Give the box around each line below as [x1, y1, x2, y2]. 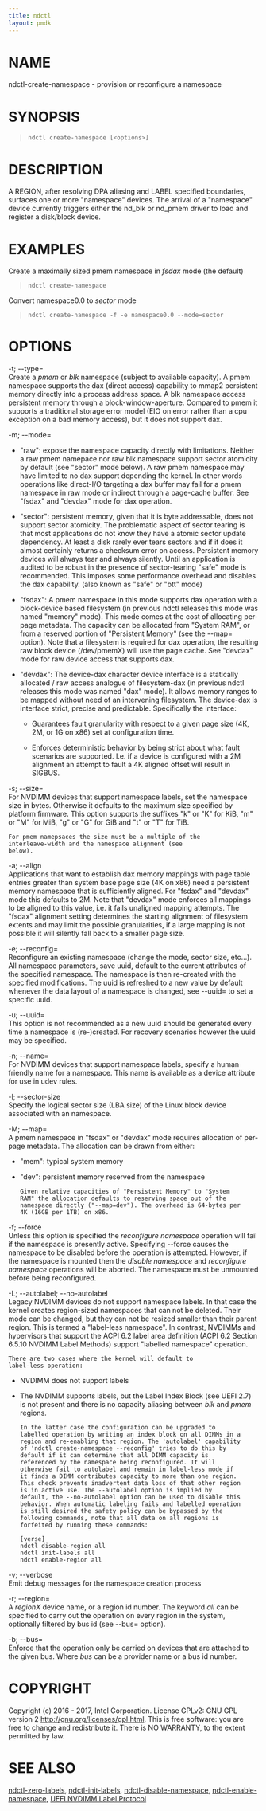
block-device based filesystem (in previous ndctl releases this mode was [19, 603, 259, 613]
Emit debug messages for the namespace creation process [8, 1578, 202, 1588]
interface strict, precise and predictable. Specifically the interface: [19, 704, 237, 713]
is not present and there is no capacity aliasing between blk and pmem [19, 1400, 252, 1409]
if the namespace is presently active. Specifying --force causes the [8, 1240, 229, 1249]
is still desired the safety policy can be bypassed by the [19, 1507, 223, 1515]
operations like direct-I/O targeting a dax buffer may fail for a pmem [19, 480, 241, 489]
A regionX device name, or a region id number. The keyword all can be [8, 1602, 240, 1612]
